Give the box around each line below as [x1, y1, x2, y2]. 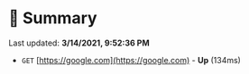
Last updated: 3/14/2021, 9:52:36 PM [8, 37, 150, 48]
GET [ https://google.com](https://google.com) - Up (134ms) [21, 54, 241, 65]
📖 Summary [8, 8, 97, 29]
